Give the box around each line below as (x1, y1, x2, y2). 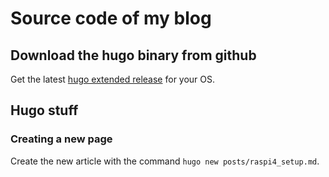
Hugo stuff (10, 102, 79, 119)
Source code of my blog (10, 7, 212, 30)
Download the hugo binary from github (10, 47, 257, 64)
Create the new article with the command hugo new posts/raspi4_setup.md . (10, 155, 320, 167)
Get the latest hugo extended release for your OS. (10, 73, 216, 85)
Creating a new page (10, 132, 113, 146)
